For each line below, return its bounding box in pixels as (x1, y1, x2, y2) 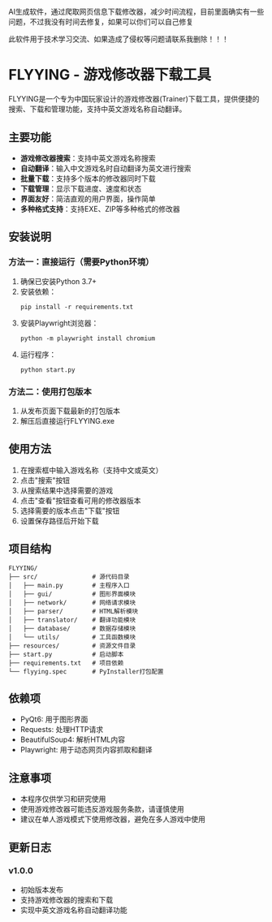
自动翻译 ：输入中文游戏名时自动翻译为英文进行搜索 (19, 163, 192, 173)
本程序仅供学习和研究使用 (19, 794, 106, 804)
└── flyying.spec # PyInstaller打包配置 (8, 667, 164, 675)
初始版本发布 (19, 885, 63, 894)
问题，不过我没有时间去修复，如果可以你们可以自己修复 (8, 17, 193, 27)
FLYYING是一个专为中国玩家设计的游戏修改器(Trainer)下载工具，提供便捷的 (8, 94, 260, 104)
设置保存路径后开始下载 (19, 515, 99, 525)
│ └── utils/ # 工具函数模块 (8, 633, 136, 641)
